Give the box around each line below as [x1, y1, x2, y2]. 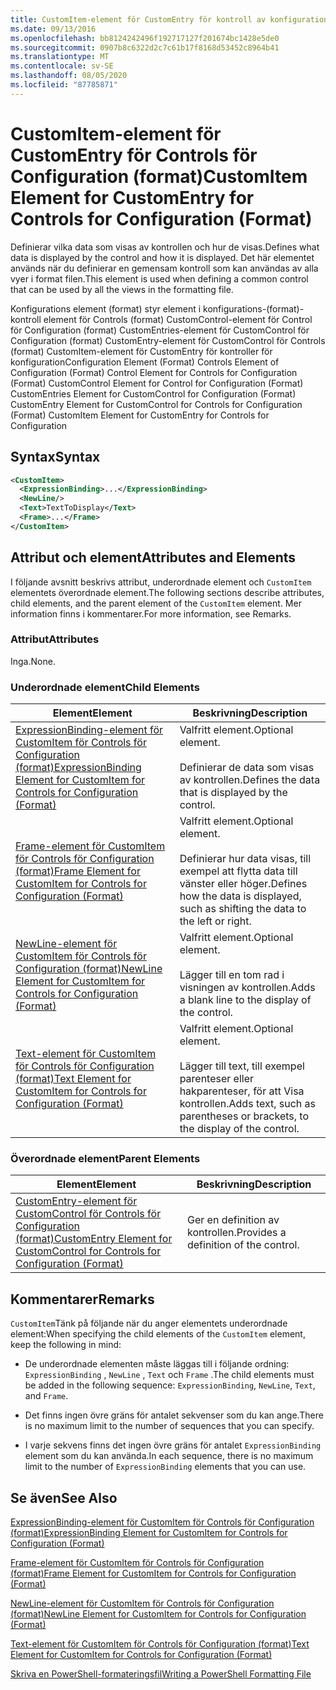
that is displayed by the [179, 786, 288, 800]
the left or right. [179, 914, 252, 928]
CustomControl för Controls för [15, 1207, 162, 1221]
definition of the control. [186, 1238, 300, 1252]
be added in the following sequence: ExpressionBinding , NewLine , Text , [24, 1379, 316, 1391]
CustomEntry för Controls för [10, 144, 258, 166]
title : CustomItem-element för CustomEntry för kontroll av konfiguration [10, 14, 329, 25]
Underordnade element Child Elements [10, 680, 200, 694]
